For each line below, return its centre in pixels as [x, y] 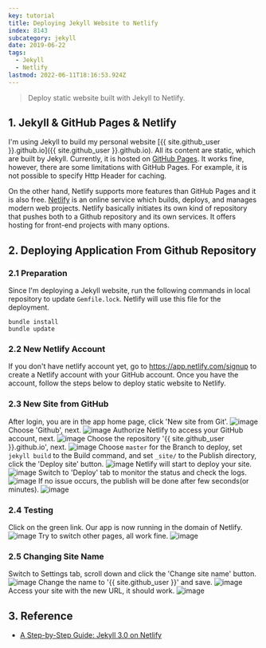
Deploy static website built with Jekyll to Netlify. [106, 97]
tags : [17, 53]
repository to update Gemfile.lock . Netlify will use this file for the [115, 299]
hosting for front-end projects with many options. [89, 225]
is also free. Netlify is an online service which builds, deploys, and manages [133, 200]
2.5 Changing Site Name [57, 556]
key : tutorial [32, 16]
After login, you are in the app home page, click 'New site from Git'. [118, 421]
